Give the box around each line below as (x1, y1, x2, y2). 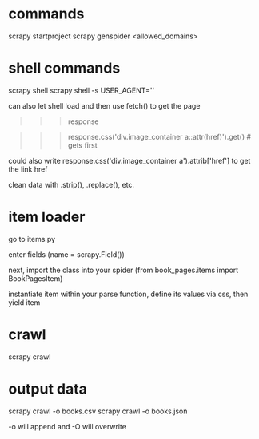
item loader (8, 208, 86, 226)
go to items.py (8, 234, 56, 243)
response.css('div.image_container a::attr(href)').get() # (67, 132, 252, 141)
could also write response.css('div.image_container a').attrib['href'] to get (8, 156, 251, 165)
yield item (8, 297, 41, 307)
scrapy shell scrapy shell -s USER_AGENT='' (8, 85, 155, 95)
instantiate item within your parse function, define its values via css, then (8, 289, 249, 299)
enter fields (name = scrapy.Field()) (8, 249, 126, 259)
